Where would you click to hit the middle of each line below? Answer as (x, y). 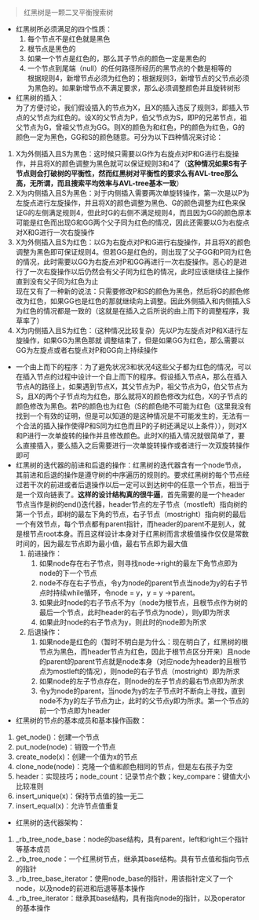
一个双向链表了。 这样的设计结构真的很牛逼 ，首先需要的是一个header (134, 495)
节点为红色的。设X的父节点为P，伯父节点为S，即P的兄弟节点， (139, 117)
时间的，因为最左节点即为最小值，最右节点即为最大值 (102, 544)
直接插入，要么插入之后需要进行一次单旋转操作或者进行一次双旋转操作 (136, 445)
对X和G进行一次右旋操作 (55, 232)
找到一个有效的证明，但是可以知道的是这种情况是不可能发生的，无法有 (129, 416)
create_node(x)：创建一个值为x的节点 (77, 757)
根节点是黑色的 (51, 49)
